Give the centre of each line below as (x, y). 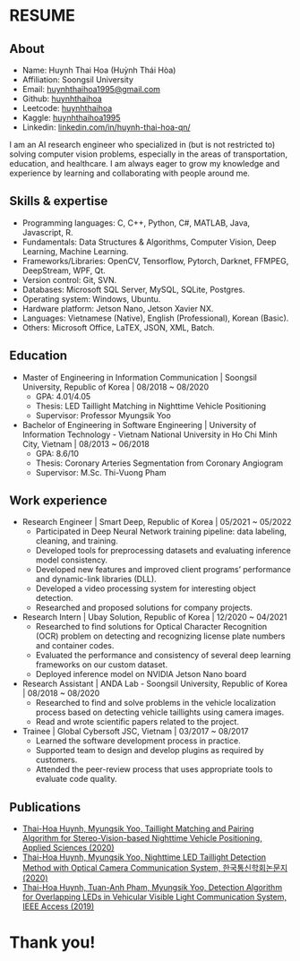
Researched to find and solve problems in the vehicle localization (155, 703)
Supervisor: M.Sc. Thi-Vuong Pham (101, 472)
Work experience (58, 501)
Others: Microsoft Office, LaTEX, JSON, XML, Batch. (118, 327)
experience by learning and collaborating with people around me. (130, 173)
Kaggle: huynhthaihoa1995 (71, 118)
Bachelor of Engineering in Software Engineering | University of (139, 425)
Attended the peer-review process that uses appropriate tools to (154, 769)
